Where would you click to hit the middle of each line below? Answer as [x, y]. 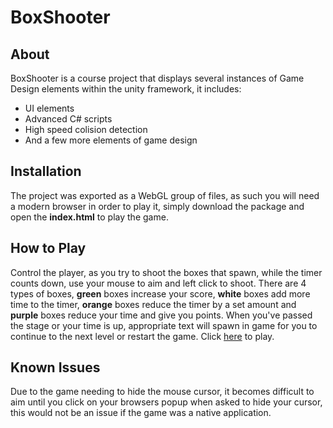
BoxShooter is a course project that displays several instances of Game [157, 78]
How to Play [48, 248]
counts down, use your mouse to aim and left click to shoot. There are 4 [158, 283]
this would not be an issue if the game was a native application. [141, 413]
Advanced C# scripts [68, 119]
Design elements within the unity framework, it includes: [126, 89]
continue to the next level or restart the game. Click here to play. [142, 336]
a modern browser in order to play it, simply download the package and [157, 206]
